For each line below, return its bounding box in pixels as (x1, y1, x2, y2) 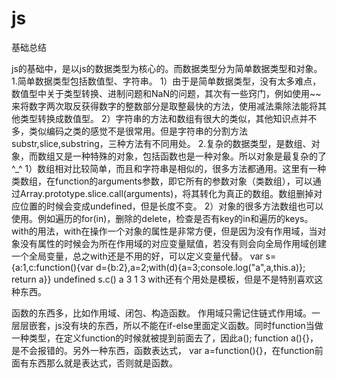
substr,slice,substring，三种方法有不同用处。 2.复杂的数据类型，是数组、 (11, 137, 312, 149)
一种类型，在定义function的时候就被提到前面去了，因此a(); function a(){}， (11, 332, 319, 344)
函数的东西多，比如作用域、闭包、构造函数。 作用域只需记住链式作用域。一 (11, 307, 321, 319)
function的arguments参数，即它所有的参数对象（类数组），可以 (54, 175, 313, 187)
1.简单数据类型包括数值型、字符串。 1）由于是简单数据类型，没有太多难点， (11, 75, 322, 87)
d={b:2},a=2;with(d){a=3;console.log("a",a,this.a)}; (95, 261, 306, 273)
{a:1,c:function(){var (11, 261, 94, 273)
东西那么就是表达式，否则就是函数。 (28, 357, 178, 369)
